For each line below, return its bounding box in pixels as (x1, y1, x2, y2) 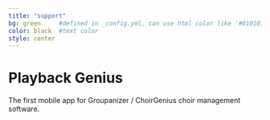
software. (8, 104, 40, 114)
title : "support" (8, 11, 67, 20)
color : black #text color (8, 27, 99, 35)
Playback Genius (8, 69, 123, 87)
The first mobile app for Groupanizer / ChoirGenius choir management (8, 96, 241, 106)
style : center (8, 34, 56, 43)
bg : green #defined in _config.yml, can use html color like (8, 19, 231, 27)
